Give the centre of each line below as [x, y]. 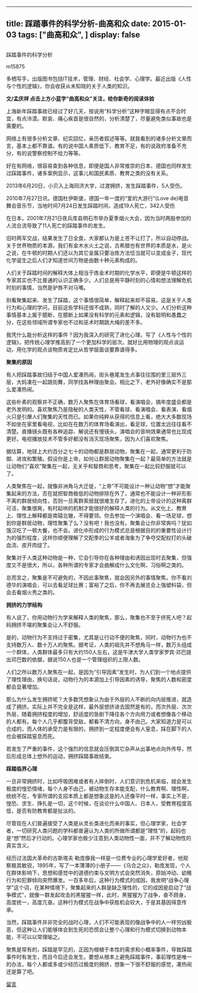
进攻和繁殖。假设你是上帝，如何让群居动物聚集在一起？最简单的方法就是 [104, 459]
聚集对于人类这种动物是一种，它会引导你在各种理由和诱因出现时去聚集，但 [96, 557]
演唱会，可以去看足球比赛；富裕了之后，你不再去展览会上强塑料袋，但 [107, 584]
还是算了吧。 [22, 971]
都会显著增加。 [24, 687]
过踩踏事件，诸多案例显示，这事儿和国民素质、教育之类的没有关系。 [89, 173]
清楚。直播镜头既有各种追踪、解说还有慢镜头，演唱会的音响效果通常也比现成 [99, 431]
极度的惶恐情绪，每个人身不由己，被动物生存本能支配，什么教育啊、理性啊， [99, 788]
